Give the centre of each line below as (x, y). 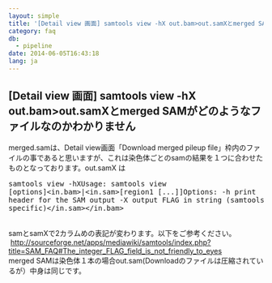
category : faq (32, 31)
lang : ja (23, 62)
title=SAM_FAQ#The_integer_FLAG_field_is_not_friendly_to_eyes (115, 251)
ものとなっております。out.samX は (67, 168)
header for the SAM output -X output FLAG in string (115, 200)
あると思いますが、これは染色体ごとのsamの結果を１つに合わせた (153, 157)
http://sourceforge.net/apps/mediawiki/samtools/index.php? (111, 242)
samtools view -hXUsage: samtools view (87, 184)
